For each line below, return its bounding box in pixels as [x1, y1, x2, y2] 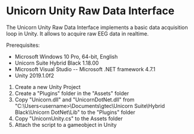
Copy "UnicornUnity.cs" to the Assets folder [14, 114, 123, 122]
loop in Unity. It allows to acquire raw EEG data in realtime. [6, 30, 149, 37]
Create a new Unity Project [14, 83, 81, 90]
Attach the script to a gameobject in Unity [14, 121, 117, 128]
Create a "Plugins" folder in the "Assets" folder [14, 90, 129, 97]
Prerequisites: [6, 42, 40, 49]
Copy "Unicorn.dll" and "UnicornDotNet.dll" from [14, 96, 135, 103]
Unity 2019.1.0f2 [14, 72, 55, 79]
